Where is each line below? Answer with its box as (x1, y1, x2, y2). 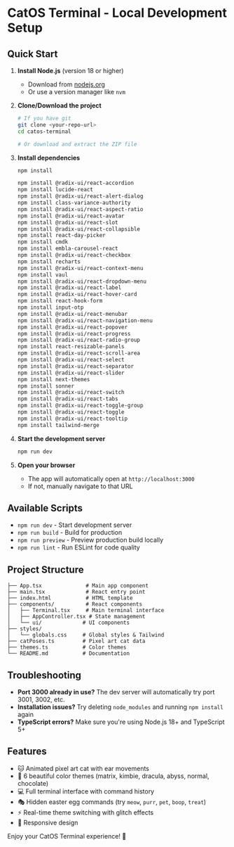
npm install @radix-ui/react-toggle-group (17, 402, 144, 409)
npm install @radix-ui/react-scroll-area (17, 350, 140, 357)
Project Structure (7, 563, 84, 575)
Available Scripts (7, 502, 83, 514)
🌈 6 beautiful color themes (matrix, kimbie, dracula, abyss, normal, (17, 772, 209, 780)
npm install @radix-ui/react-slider (17, 369, 125, 376)
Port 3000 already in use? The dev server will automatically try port (17, 687, 215, 696)
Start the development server (17, 434, 106, 442)
